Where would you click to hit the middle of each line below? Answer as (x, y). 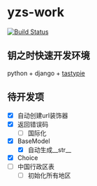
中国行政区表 (36, 166)
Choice (28, 157)
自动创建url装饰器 (43, 115)
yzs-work (36, 12)
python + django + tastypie (46, 73)
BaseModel (33, 141)
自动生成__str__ (50, 149)
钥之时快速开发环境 (48, 56)
